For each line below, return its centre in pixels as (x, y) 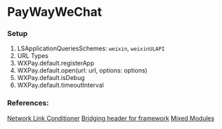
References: (28, 103)
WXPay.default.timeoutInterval (60, 85)
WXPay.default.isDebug (51, 78)
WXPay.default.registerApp (55, 63)
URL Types (33, 56)
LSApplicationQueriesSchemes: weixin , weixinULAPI (91, 48)
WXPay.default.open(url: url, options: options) (82, 70)
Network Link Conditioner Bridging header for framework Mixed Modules (111, 118)
